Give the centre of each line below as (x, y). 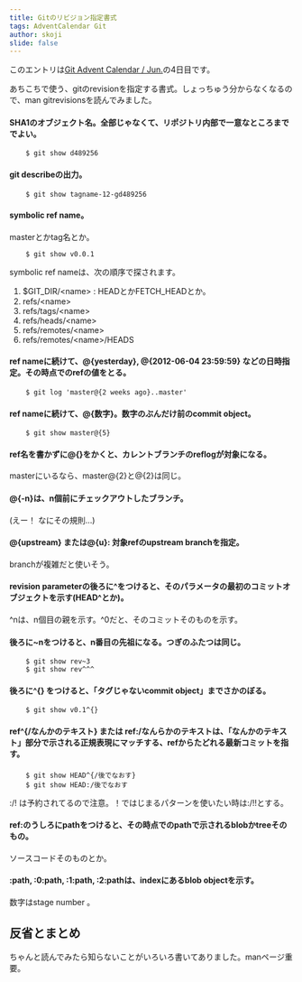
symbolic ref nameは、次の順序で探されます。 (95, 272)
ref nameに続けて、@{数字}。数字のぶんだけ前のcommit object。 (133, 413)
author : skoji (36, 34)
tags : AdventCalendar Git (58, 26)
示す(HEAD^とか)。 (92, 598)
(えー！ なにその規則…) (52, 520)
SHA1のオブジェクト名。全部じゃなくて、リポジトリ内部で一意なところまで (150, 122)
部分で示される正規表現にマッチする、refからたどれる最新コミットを (153, 743)
